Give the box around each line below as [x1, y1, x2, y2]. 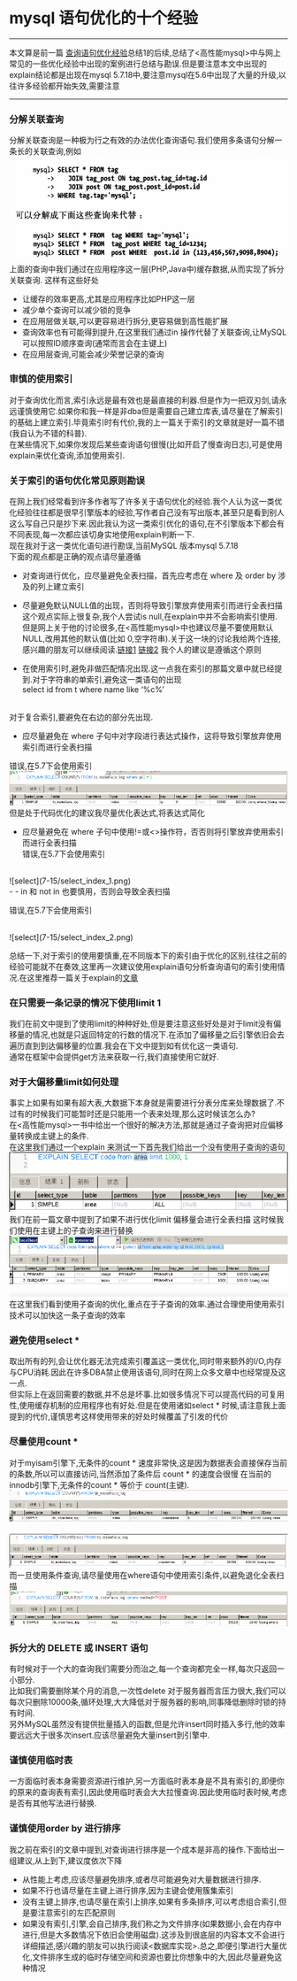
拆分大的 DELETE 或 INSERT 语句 [9, 1641, 148, 1653]
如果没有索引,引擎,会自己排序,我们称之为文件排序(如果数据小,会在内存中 [21, 1918, 283, 1929]
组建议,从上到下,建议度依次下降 [9, 1855, 123, 1866]
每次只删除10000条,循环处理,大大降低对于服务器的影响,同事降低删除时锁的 [9, 1696, 279, 1707]
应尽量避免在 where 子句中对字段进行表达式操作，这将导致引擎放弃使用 [21, 731, 282, 742]
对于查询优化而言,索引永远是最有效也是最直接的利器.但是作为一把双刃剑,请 [9, 395, 280, 405]
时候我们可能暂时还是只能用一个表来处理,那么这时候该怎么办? [32, 1108, 256, 1120]
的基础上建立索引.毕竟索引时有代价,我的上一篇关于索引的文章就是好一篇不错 [9, 417, 286, 428]
